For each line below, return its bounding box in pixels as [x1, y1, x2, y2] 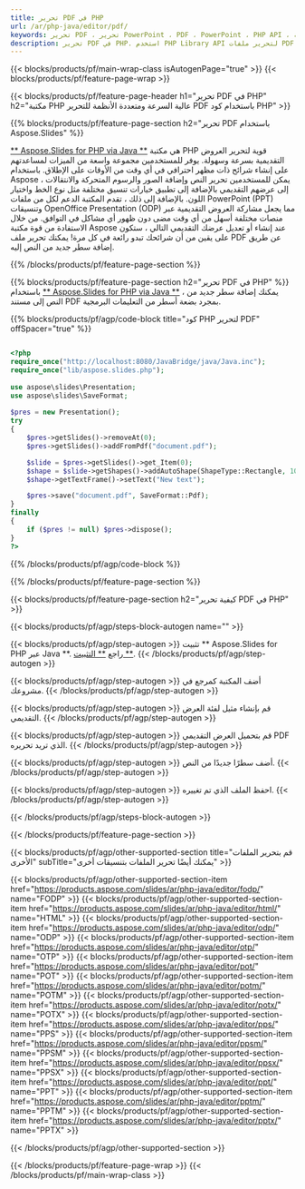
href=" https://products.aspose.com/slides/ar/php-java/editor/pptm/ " [10, 1096, 266, 1106]
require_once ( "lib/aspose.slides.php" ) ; [10, 366, 166, 375]
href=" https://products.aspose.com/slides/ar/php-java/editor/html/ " [28, 902, 281, 913]
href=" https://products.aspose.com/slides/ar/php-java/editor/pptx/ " [28, 1115, 281, 1125]
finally [10, 508, 40, 517]
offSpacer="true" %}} [10, 323, 92, 334]
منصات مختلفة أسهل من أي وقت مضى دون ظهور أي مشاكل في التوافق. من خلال [10, 212, 283, 223]
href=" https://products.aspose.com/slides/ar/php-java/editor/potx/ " [28, 999, 281, 1010]
